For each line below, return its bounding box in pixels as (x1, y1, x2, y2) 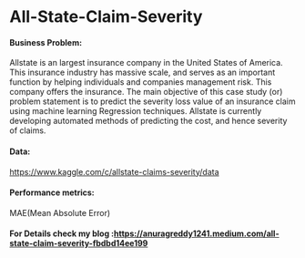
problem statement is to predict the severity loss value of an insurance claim (9, 96, 296, 107)
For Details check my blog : (9, 228, 115, 239)
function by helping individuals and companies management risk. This (9, 77, 272, 88)
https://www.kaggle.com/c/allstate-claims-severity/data (9, 166, 220, 177)
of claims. (9, 125, 46, 136)
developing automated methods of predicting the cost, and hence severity (9, 116, 288, 127)
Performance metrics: (9, 187, 95, 198)
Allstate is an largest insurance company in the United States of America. (9, 57, 284, 68)
